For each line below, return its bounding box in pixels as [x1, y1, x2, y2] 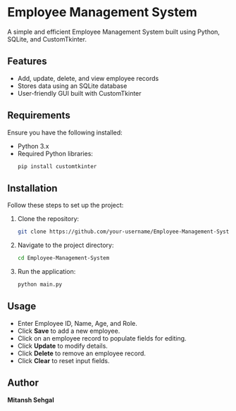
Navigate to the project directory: [17, 241, 114, 250]
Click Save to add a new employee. [17, 327, 120, 335]
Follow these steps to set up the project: [7, 201, 124, 210]
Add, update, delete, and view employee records [17, 74, 159, 82]
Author [7, 377, 39, 389]
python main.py [17, 281, 63, 288]
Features [7, 56, 47, 68]
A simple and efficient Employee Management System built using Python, [7, 27, 221, 36]
